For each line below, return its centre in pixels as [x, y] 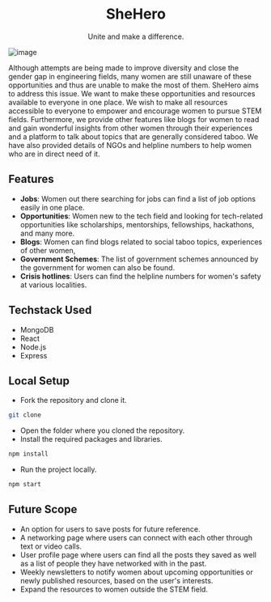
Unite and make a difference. [136, 36]
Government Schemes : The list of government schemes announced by [139, 259]
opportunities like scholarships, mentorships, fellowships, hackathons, [137, 224]
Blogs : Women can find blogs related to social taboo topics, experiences [141, 242]
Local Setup [39, 381]
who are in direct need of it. [54, 154]
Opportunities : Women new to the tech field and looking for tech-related [142, 216]
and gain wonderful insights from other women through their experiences [131, 128]
